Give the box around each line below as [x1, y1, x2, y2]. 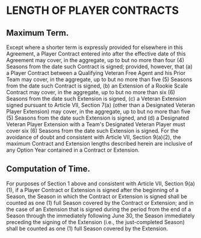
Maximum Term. [6, 28, 69, 38]
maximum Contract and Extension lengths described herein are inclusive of [6, 140, 193, 147]
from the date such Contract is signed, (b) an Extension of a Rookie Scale [6, 82, 188, 89]
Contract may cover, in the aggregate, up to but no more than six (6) [6, 89, 176, 95]
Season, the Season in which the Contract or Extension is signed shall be [6, 193, 188, 200]
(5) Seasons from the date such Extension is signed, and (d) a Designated [6, 114, 190, 121]
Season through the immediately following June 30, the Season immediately [6, 212, 195, 219]
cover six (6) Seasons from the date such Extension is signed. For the [6, 127, 179, 134]
